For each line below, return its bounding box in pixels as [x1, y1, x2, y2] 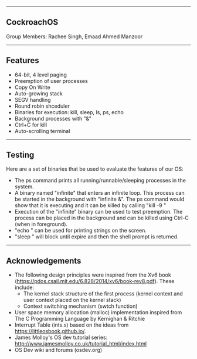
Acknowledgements [6, 255, 81, 265]
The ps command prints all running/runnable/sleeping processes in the [14, 177, 186, 184]
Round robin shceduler [14, 102, 70, 109]
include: [14, 284, 34, 291]
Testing [6, 150, 35, 160]
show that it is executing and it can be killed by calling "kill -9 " [14, 202, 167, 209]
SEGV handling [14, 96, 51, 103]
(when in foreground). [14, 221, 68, 228]
